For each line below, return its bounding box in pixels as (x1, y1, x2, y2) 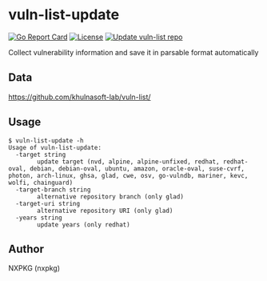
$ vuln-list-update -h (8, 136, 84, 145)
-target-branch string (15, 186, 91, 194)
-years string (15, 214, 62, 222)
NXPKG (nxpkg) (8, 263, 61, 273)
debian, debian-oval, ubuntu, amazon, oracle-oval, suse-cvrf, (29, 164, 245, 173)
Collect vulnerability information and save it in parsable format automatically (8, 47, 259, 57)
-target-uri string (15, 199, 81, 207)
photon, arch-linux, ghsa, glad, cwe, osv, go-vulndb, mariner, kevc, (8, 171, 249, 179)
